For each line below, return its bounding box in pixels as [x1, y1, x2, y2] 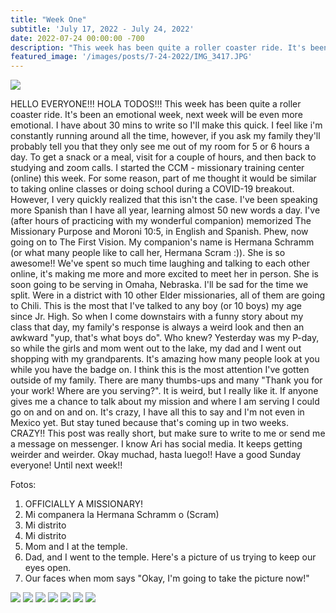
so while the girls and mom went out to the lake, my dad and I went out [10, 342, 302, 355]
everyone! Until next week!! [10, 459, 123, 471]
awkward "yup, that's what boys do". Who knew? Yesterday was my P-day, [10, 332, 320, 344]
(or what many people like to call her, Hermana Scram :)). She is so [10, 247, 286, 259]
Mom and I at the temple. [24, 541, 128, 553]
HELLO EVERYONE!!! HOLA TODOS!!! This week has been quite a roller [10, 98, 302, 110]
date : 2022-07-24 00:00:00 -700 [10, 33, 145, 43]
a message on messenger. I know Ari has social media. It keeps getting [10, 438, 303, 450]
